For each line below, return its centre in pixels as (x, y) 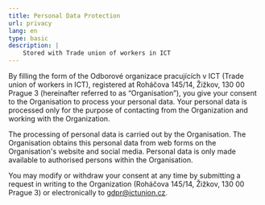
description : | (34, 46)
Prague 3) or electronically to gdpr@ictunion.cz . (88, 193)
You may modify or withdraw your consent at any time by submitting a (124, 175)
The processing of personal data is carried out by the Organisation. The (127, 134)
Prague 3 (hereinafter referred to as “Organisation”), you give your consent (133, 93)
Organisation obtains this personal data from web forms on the (112, 143)
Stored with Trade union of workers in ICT (97, 53)
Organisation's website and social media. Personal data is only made (122, 151)
